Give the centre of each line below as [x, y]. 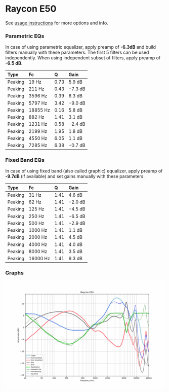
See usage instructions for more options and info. [57, 23]
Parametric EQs [25, 36]
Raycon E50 [31, 9]
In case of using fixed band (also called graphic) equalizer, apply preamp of [84, 171]
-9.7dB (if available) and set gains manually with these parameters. [75, 176]
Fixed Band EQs [25, 160]
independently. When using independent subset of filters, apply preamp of [83, 58]
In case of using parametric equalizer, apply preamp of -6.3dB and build [80, 47]
